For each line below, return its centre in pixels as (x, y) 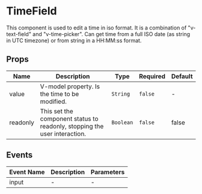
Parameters (108, 172)
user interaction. (63, 133)
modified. (54, 102)
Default (182, 76)
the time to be (60, 94)
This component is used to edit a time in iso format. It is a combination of (96, 28)
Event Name (27, 172)
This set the (57, 111)
